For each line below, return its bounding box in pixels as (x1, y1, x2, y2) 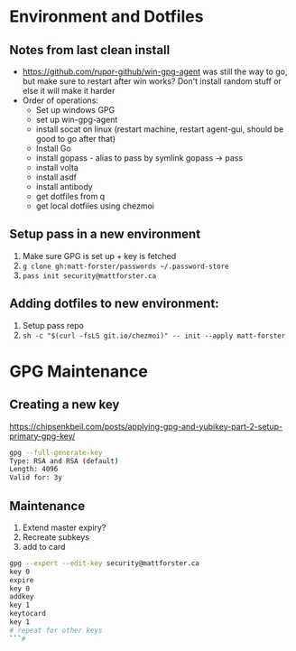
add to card (22, 541, 66, 552)
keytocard (9, 609, 47, 618)
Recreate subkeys (22, 531, 90, 543)
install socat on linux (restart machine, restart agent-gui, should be (35, 124, 284, 135)
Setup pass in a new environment (9, 227, 201, 242)
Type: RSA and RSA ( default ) (9, 456, 119, 466)
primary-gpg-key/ (9, 431, 76, 442)
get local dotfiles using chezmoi (35, 200, 155, 211)
